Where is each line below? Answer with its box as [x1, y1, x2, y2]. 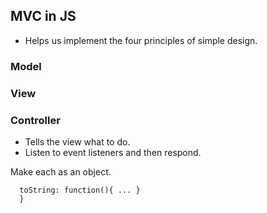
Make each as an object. [10, 165, 112, 178]
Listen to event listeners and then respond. [24, 146, 202, 158]
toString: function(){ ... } [19, 185, 141, 195]
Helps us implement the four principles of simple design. [24, 34, 258, 46]
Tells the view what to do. [24, 135, 131, 148]
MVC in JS [10, 8, 77, 25]
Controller [10, 113, 61, 127]
